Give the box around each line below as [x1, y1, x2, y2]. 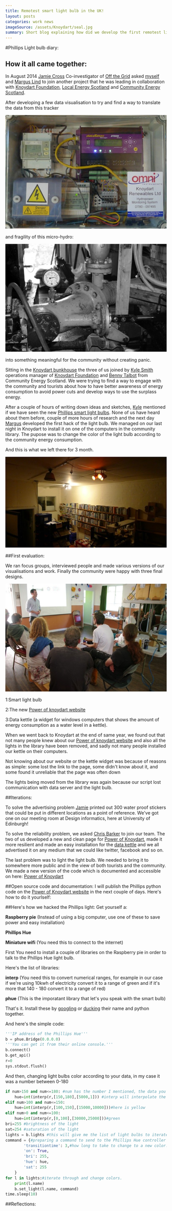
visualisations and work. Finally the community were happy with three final [5, 568, 163, 574]
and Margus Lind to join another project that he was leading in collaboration [5, 78, 165, 85]
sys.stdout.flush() [5, 1063, 47, 1069]
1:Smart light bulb [5, 697, 42, 703]
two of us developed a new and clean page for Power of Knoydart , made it [5, 836, 162, 842]
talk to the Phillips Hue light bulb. [5, 955, 75, 961]
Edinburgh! [5, 821, 29, 827]
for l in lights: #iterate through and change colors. [5, 1175, 123, 1181]
